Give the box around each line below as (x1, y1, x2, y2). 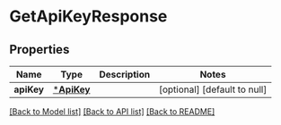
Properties (9, 42, 70, 57)
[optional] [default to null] (158, 83, 268, 96)
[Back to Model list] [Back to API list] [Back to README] (9, 106, 215, 117)
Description (98, 69, 151, 80)
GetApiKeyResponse (9, 6, 168, 27)
